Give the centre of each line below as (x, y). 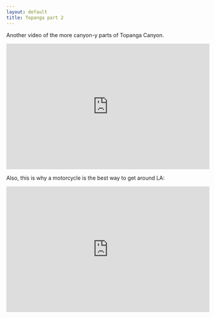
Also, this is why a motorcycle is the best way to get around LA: (86, 178)
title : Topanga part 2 (35, 18)
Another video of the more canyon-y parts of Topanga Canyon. (85, 35)
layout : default (27, 12)
